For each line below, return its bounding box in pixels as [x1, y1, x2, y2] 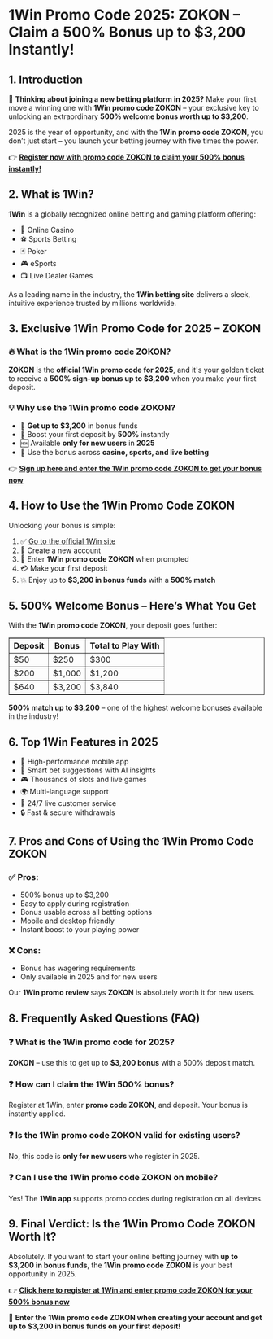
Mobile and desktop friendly [19, 916, 115, 925]
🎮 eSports [19, 258, 57, 268]
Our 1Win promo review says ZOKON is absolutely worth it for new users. [8, 987, 256, 998]
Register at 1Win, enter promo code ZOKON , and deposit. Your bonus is [8, 1101, 248, 1110]
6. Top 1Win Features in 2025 [8, 735, 158, 749]
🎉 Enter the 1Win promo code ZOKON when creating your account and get [8, 1312, 262, 1322]
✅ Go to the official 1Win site [19, 536, 116, 546]
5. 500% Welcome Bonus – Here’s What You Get [8, 599, 257, 612]
